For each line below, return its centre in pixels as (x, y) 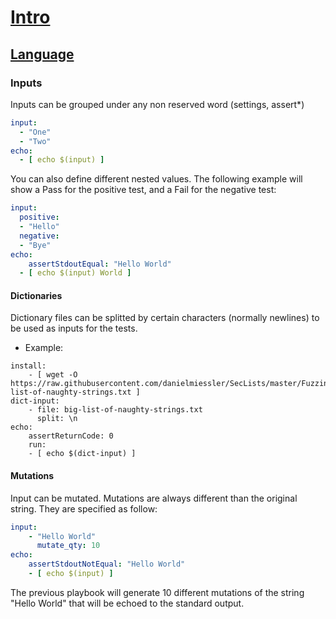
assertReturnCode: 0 (71, 436)
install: (28, 366)
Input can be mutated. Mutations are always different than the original (154, 498)
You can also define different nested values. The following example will (156, 179)
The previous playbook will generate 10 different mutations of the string (157, 592)
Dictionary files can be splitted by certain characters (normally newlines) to (165, 318)
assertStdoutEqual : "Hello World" (100, 264)
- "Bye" (35, 245)
